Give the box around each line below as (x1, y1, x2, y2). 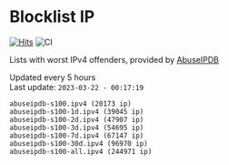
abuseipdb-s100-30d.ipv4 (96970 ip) (9, 139, 148, 148)
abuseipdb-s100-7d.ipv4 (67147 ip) (9, 130, 144, 140)
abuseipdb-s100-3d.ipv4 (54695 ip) (9, 123, 144, 132)
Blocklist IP (9, 6, 95, 27)
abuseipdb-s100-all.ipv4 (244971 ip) (9, 147, 153, 156)
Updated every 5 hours (9, 71, 96, 83)
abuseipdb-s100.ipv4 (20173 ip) (9, 98, 132, 108)
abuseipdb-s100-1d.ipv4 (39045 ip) (9, 107, 144, 116)
